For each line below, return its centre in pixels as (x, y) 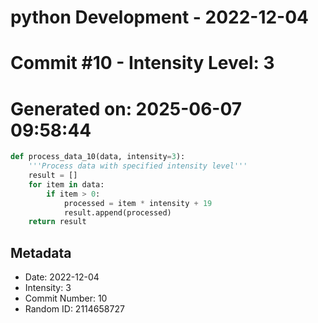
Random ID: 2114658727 (74, 309)
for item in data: (66, 184)
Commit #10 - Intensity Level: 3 (142, 63)
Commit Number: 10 (66, 298)
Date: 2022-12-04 (62, 277)
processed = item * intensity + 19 (138, 203)
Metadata (41, 252)
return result (57, 222)
